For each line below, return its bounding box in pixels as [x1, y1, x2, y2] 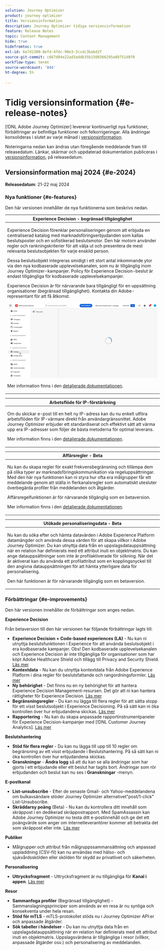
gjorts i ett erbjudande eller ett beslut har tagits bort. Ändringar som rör [12, 764, 156, 770]
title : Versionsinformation [5, 18, 63, 23]
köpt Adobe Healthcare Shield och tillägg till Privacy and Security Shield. [12, 656, 160, 663]
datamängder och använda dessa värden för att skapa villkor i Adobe [7, 537, 146, 543]
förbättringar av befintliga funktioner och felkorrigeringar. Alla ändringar [5, 129, 151, 135]
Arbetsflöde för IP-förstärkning [49, 399, 116, 405]
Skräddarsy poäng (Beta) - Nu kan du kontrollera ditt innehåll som [12, 804, 147, 810]
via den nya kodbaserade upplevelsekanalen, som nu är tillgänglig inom [7, 263, 151, 269]
